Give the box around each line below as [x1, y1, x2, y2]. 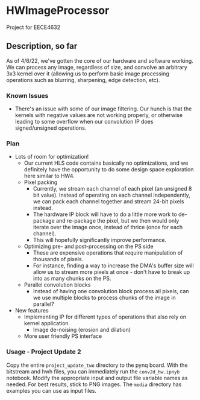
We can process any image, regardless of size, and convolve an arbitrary [6, 63, 188, 71]
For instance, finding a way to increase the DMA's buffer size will [33, 262, 194, 269]
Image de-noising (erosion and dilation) [33, 326, 131, 334]
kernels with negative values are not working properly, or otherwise [14, 112, 183, 119]
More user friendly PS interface [23, 332, 102, 340]
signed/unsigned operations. [14, 124, 87, 132]
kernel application [23, 320, 69, 327]
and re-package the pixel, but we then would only [56, 217, 180, 224]
